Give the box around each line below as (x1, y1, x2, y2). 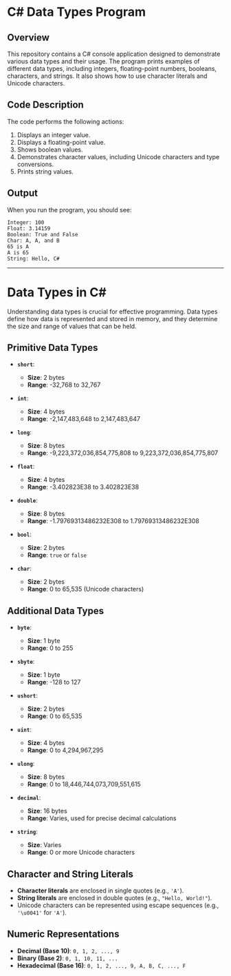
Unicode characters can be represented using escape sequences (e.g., (16, 901, 219, 909)
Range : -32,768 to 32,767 (27, 380, 101, 389)
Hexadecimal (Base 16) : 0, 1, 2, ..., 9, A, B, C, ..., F (16, 961, 186, 969)
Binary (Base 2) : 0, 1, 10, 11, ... (16, 954, 118, 962)
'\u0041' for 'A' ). (16, 908, 67, 917)
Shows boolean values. (16, 145, 84, 154)
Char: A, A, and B (7, 237, 60, 244)
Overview (7, 32, 50, 43)
